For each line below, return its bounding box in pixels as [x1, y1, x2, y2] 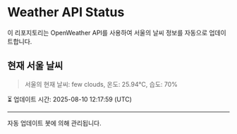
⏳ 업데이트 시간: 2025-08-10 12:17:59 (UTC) [7, 95, 133, 103]
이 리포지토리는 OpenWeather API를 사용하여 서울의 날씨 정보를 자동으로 [7, 28, 208, 37]
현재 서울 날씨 [7, 60, 63, 72]
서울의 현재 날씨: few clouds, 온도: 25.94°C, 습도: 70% [24, 80, 178, 88]
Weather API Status [7, 4, 125, 20]
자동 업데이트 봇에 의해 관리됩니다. [7, 118, 102, 127]
